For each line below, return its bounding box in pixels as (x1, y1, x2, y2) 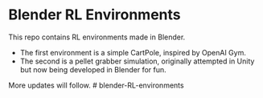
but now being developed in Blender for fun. (19, 64, 166, 74)
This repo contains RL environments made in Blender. (8, 32, 186, 42)
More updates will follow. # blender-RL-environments (8, 80, 184, 90)
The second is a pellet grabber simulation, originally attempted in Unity (19, 56, 255, 66)
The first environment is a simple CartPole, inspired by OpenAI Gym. (19, 47, 247, 57)
